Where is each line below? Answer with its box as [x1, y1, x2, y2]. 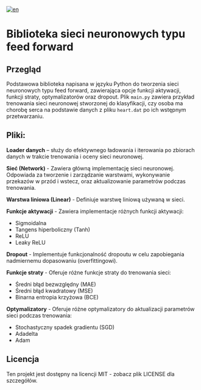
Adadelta [15, 330, 38, 337]
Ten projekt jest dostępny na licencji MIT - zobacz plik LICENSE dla [6, 370, 175, 377]
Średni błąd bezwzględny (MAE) [15, 280, 96, 288]
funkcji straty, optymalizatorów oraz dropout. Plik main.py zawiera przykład [6, 93, 195, 100]
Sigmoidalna [15, 219, 47, 226]
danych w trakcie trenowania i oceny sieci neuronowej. [6, 153, 144, 160]
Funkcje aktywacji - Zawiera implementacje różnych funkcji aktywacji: [6, 207, 184, 215]
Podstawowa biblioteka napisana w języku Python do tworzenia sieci [6, 80, 179, 88]
